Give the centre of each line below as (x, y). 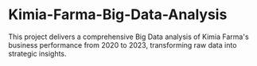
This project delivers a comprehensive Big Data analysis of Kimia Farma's (128, 37)
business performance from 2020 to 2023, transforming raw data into (123, 45)
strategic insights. (37, 53)
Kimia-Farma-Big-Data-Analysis (118, 15)
